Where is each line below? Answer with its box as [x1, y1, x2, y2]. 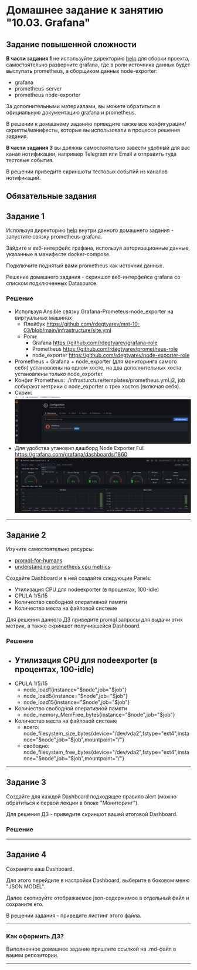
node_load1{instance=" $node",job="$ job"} [23, 686, 127, 693]
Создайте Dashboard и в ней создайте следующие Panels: [6, 575, 152, 582]
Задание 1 [6, 211, 45, 221]
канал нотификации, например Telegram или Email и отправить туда [6, 150, 177, 157]
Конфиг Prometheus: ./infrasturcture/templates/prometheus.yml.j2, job [14, 377, 186, 384]
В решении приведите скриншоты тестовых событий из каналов [6, 168, 168, 175]
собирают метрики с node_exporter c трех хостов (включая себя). [14, 382, 181, 390]
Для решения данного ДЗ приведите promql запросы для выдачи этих [6, 616, 184, 623]
